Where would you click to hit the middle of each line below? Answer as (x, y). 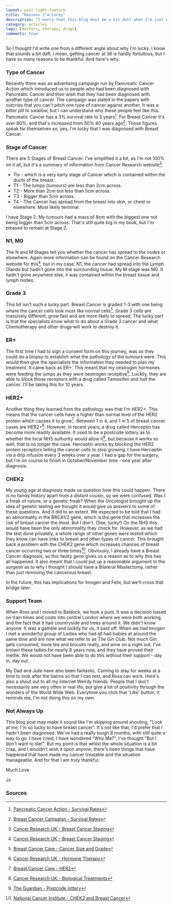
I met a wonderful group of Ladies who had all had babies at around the (81, 633)
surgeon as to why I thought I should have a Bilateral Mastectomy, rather (82, 567)
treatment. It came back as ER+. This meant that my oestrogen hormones (83, 368)
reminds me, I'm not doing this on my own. (51, 698)
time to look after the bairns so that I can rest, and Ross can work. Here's (82, 676)
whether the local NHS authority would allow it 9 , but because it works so (82, 438)
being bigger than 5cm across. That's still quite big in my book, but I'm (80, 222)
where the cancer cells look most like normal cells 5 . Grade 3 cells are (79, 310)
